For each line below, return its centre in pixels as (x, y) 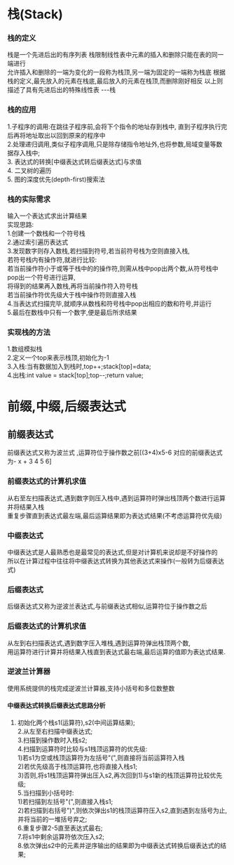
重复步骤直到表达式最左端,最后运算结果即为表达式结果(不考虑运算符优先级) (115, 515)
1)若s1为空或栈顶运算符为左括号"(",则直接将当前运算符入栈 (101, 758)
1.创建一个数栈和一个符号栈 (46, 233)
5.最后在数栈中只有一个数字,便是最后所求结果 (72, 313)
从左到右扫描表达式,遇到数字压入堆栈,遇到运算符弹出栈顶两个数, (99, 643)
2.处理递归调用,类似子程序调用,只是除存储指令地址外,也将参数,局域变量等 (112, 144)
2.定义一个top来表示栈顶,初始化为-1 (58, 358)
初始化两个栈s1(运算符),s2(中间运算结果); (76, 723)
